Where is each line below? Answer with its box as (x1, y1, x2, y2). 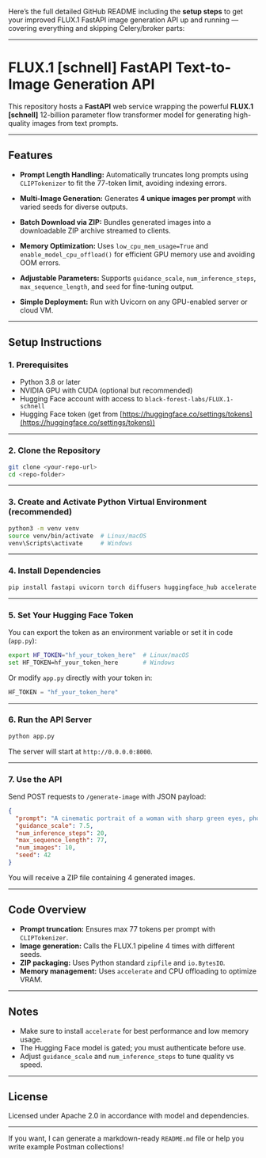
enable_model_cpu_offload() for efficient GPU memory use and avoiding (19, 249, 256, 259)
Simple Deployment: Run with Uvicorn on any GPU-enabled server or (19, 297, 248, 306)
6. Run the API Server (8, 714, 93, 725)
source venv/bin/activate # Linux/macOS (8, 532, 147, 540)
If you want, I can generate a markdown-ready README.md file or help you (8, 1133, 244, 1143)
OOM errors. (19, 257, 61, 268)
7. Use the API (8, 773, 63, 784)
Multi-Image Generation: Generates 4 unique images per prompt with (19, 193, 252, 203)
